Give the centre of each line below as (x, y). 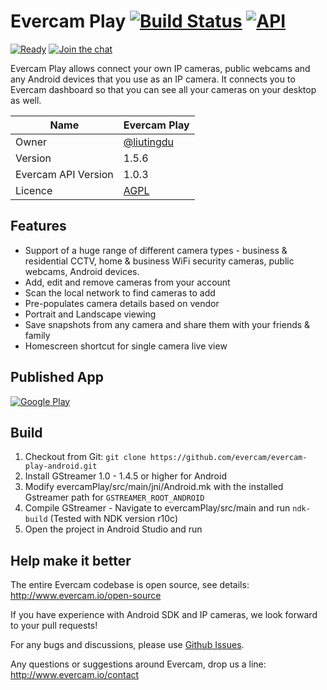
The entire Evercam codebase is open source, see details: (130, 585)
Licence (34, 190)
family (37, 335)
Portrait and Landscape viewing (90, 314)
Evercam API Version (64, 174)
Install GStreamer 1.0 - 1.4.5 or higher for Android (125, 476)
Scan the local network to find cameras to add (120, 292)
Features (38, 226)
